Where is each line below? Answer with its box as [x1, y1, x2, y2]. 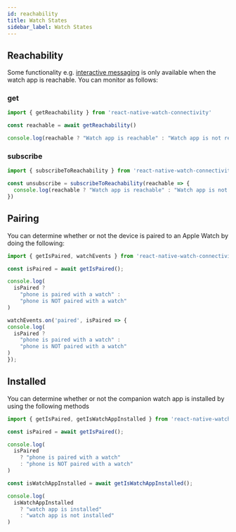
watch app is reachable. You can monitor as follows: [7, 75, 158, 85]
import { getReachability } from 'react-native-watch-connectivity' [7, 109, 212, 116]
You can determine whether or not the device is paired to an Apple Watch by [7, 231, 229, 240]
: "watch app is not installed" [20, 512, 114, 519]
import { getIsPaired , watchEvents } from [7, 252, 133, 259]
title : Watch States [7, 17, 68, 24]
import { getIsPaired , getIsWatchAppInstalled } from [7, 415, 169, 423]
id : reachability [7, 10, 58, 18]
